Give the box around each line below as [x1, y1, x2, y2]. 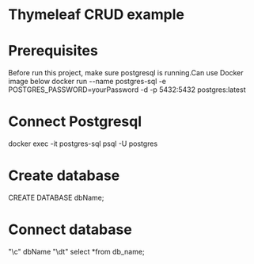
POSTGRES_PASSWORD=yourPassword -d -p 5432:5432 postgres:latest [8, 85, 247, 94]
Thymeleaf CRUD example [8, 6, 184, 24]
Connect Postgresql [8, 113, 142, 131]
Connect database [8, 220, 132, 239]
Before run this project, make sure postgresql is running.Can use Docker [8, 68, 244, 78]
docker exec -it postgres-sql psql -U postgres [8, 139, 158, 148]
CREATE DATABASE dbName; [8, 193, 104, 202]
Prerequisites [8, 42, 99, 60]
